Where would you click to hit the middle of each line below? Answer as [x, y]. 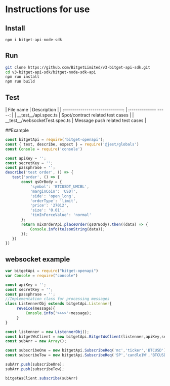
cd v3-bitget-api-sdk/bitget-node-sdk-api [51, 72]
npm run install [22, 77]
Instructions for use [48, 9]
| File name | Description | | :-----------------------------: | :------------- [81, 110]
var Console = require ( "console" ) [42, 276]
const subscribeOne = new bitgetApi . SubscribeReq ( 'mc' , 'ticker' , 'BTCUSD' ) [86, 350]
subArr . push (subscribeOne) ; [35, 365]
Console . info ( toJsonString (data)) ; [68, 229]
